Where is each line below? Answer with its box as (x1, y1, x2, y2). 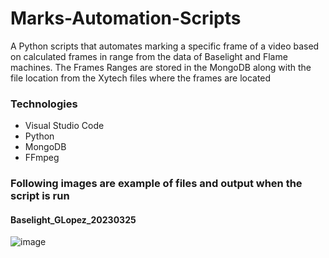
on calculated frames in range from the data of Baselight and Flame (10, 50, 288, 62)
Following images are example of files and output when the (10, 177, 303, 191)
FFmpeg (24, 152, 60, 164)
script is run (10, 189, 70, 203)
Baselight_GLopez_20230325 (10, 213, 137, 226)
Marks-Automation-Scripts (10, 7, 242, 30)
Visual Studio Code (24, 120, 105, 132)
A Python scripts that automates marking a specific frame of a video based (10, 40, 320, 52)
